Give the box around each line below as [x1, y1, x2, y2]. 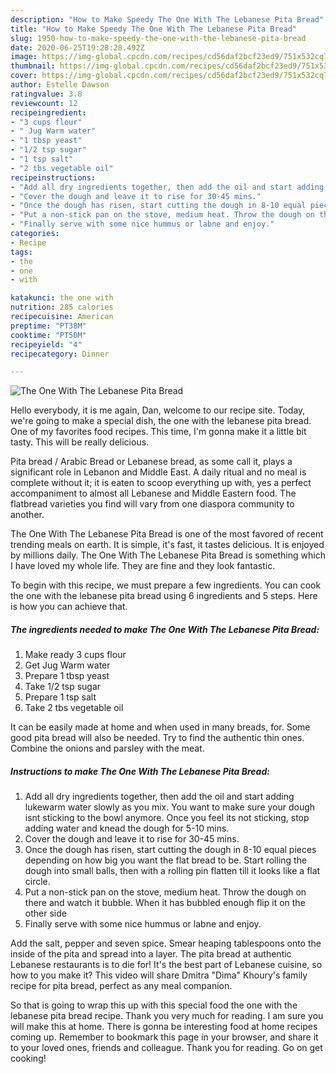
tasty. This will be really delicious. [10, 436, 150, 448]
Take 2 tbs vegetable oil [24, 702, 124, 714]
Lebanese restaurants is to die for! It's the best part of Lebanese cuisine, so [10, 959, 323, 971]
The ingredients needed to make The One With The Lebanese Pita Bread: [10, 623, 320, 635]
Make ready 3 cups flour [24, 649, 127, 661]
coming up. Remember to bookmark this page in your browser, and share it [10, 1031, 319, 1043]
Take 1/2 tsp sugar [24, 681, 102, 693]
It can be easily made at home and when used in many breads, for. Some [10, 721, 311, 733]
